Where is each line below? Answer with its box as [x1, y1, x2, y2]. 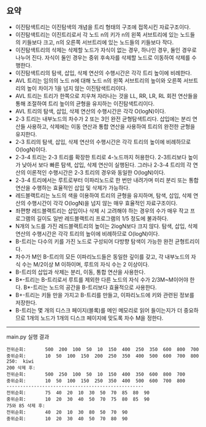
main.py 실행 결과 [6, 333, 50, 340]
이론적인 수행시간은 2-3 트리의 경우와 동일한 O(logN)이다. [26, 168, 166, 176]
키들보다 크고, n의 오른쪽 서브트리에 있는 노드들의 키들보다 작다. [21, 39, 174, 46]
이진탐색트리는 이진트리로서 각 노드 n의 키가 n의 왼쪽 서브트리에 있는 [15, 31, 179, 38]
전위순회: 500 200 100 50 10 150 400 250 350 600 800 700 [6, 346, 199, 352]
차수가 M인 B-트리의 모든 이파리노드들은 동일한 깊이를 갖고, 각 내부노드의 [15, 253, 190, 260]
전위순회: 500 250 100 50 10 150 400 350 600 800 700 [6, 371, 186, 377]
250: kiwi [6, 358, 34, 365]
